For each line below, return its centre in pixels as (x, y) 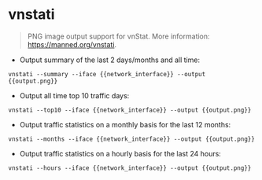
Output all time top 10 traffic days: (74, 95)
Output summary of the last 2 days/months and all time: (110, 60)
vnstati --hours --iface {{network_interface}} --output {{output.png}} (130, 168)
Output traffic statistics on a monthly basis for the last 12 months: (125, 124)
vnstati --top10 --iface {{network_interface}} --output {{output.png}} (130, 110)
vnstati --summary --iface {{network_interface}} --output (107, 74)
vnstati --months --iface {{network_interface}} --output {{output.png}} (132, 139)
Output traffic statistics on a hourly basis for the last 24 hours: (120, 153)
